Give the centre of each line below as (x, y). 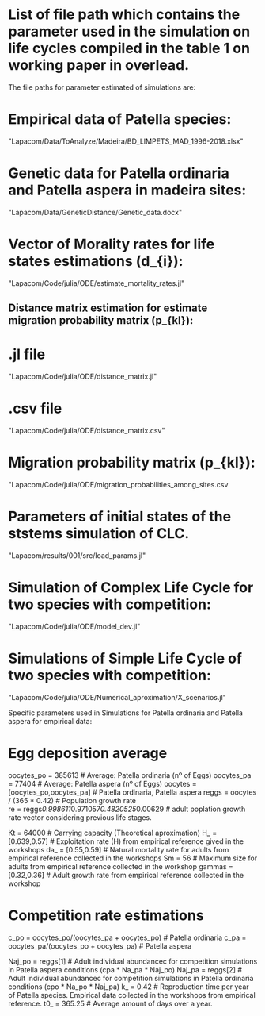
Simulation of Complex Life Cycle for (131, 588)
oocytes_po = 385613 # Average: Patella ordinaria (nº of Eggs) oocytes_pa (130, 775)
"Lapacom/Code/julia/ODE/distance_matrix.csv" (87, 431)
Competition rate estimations (106, 915)
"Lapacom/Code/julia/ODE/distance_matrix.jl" (83, 377)
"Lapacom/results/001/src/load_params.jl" (77, 555)
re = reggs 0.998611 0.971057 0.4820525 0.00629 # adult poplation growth (127, 809)
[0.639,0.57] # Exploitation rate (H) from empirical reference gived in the (126, 841)
